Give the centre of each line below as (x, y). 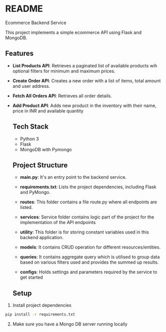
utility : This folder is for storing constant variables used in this (85, 232)
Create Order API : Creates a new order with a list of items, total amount (87, 80)
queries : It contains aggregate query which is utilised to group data (90, 257)
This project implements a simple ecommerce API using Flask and (73, 32)
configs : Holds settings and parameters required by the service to (89, 272)
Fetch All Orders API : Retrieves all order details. (62, 95)
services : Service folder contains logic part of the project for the (87, 217)
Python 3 (29, 139)
